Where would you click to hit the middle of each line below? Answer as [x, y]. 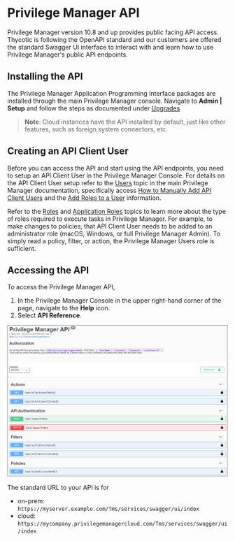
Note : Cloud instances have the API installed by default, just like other [125, 122]
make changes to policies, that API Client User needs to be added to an [110, 226]
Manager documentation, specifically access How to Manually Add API [109, 190]
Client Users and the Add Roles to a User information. [84, 198]
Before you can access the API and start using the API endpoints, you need [115, 168]
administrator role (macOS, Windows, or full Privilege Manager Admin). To [114, 233]
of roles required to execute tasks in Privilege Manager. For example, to [110, 219]
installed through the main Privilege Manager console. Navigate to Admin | [115, 101]
